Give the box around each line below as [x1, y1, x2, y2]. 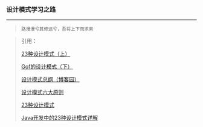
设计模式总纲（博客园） [21, 76, 80, 83]
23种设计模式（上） [21, 50, 71, 58]
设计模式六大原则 [21, 88, 64, 96]
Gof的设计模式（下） [21, 63, 73, 70]
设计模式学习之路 [6, 5, 56, 13]
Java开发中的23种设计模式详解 [21, 114, 98, 122]
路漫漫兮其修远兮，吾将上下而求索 [21, 26, 94, 33]
